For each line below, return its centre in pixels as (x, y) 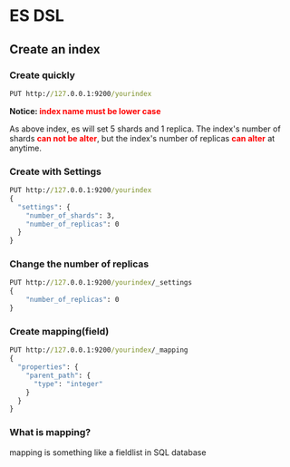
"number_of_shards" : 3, (71, 215)
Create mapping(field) (59, 331)
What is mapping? (50, 433)
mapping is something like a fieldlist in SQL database (108, 452)
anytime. (26, 148)
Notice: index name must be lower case (85, 111)
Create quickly (42, 75)
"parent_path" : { (58, 375)
